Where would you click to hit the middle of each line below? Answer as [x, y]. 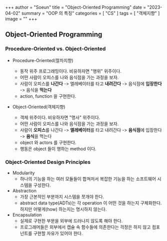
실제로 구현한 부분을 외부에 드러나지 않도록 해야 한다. [71, 220]
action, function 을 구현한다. [48, 96]
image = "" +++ [21, 19]
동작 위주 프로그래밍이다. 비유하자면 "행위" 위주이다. [70, 71]
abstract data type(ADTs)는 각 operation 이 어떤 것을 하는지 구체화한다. [91, 203]
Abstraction [24, 190]
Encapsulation [27, 214]
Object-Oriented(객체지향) [39, 107]
